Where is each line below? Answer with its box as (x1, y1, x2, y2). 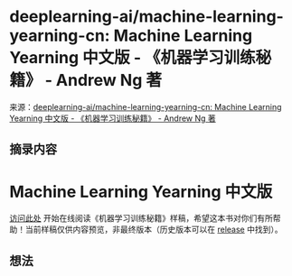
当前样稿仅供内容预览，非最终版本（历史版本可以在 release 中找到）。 (24, 224, 283, 235)
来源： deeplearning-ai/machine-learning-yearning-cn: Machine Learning (9, 101, 282, 112)
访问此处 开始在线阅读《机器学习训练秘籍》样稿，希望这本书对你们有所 (9, 213, 273, 224)
